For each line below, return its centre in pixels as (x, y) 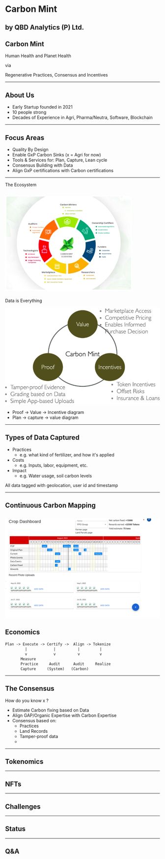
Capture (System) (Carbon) (55, 669)
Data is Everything (24, 300)
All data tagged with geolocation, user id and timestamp (62, 485)
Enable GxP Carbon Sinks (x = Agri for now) (56, 155)
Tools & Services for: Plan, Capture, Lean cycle (60, 160)
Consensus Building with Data (42, 165)
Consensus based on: (34, 720)
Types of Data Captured (42, 438)
